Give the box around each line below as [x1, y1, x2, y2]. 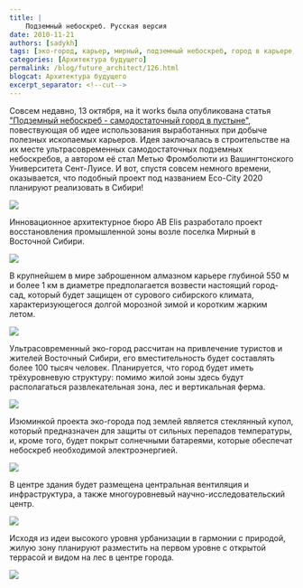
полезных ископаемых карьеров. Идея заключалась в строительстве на [9, 134, 290, 145]
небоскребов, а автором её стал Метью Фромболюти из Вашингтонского [9, 153, 294, 163]
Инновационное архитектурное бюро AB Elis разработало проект [9, 216, 263, 227]
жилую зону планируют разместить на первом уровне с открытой [9, 542, 266, 553]
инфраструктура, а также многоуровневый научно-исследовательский [9, 489, 286, 499]
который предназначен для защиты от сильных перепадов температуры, [9, 425, 293, 436]
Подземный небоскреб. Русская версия [25, 22, 168, 31]
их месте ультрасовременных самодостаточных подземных [9, 144, 243, 154]
